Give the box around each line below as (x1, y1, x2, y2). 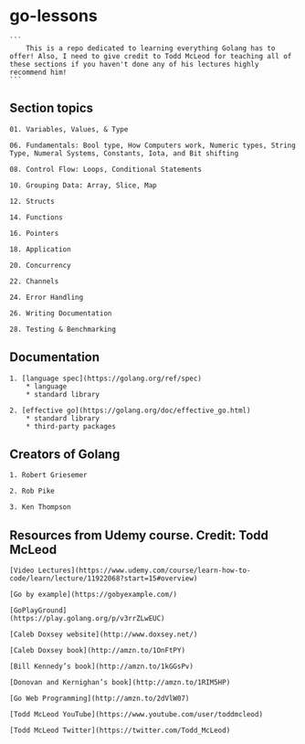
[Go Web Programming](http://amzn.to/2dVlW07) (9, 694, 190, 704)
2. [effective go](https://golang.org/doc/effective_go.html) (9, 406, 251, 415)
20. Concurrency (9, 260, 71, 270)
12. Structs (9, 197, 55, 206)
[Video (9, 566, 35, 576)
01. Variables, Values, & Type (9, 124, 129, 133)
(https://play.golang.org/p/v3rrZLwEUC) (9, 614, 166, 623)
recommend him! (9, 68, 68, 77)
